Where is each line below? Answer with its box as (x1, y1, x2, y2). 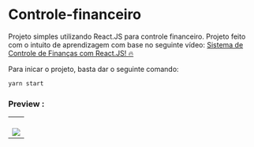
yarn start (8, 79, 44, 88)
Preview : (8, 98, 45, 109)
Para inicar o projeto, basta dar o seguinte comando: (8, 64, 179, 73)
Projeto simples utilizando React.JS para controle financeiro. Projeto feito (8, 32, 246, 41)
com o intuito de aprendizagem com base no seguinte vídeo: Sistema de (8, 40, 244, 49)
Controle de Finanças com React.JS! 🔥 (8, 48, 134, 58)
